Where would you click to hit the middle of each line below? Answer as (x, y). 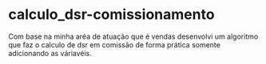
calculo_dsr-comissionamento (111, 15)
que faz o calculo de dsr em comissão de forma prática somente (115, 44)
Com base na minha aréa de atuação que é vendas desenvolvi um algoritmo (133, 36)
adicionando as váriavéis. (50, 53)
